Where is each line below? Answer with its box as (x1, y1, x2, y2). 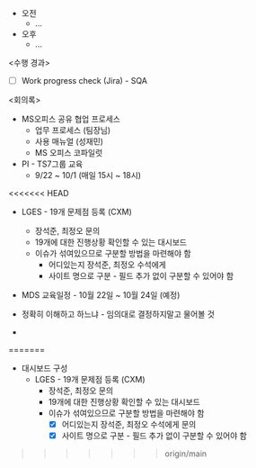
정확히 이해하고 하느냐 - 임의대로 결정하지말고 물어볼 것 (21, 309, 215, 319)
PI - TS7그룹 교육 (21, 158, 84, 169)
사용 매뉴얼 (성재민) (34, 136, 104, 147)
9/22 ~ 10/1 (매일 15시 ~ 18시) (34, 170, 141, 181)
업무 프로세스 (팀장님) (34, 125, 111, 136)
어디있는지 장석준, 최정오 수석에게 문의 (61, 419, 197, 430)
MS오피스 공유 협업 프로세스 (21, 113, 120, 124)
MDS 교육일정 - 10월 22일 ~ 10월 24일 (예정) (21, 290, 181, 301)
